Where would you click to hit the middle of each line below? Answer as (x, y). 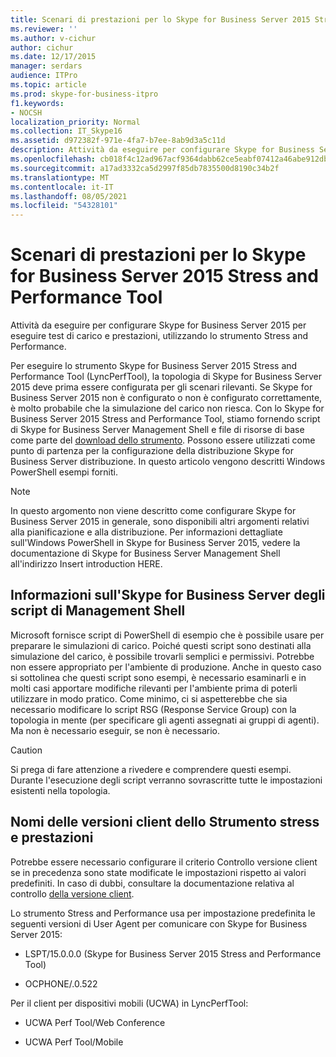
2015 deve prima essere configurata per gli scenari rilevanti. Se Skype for (161, 387)
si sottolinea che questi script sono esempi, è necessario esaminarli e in (158, 677)
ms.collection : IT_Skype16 (66, 131)
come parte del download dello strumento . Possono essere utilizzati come (163, 440)
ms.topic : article (48, 85)
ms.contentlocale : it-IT (62, 187)
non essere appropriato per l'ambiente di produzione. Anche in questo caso (166, 667)
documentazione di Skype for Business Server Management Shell (145, 553)
